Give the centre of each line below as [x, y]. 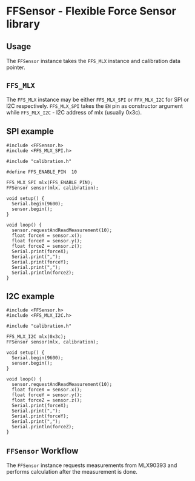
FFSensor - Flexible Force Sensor [91, 11]
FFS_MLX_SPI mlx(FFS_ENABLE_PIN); [50, 182]
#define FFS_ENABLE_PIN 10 [42, 172]
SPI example [30, 131]
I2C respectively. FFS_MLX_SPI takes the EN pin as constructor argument [95, 106]
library [23, 24]
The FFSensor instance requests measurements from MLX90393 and [92, 465]
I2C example [30, 297]
